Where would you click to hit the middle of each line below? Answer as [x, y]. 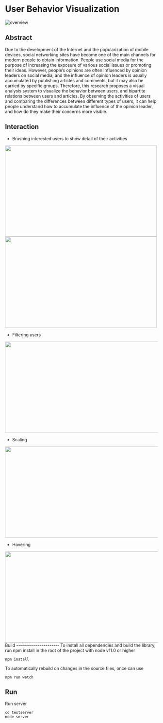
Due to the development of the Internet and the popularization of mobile [77, 49]
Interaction [22, 127]
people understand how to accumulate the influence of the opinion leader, [79, 106]
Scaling [20, 439]
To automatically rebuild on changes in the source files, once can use [74, 668]
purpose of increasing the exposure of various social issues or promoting [78, 65]
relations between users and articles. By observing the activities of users [78, 96]
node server [17, 717]
